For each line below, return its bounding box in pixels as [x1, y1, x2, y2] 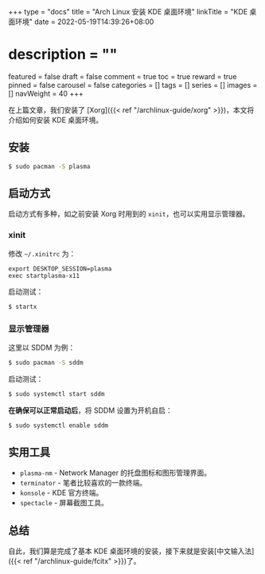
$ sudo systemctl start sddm [8, 390, 105, 398]
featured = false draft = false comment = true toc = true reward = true [8, 71, 237, 81]
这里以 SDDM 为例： [8, 342, 76, 352]
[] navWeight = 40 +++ [8, 89, 84, 98]
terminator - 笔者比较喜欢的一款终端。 [19, 478, 147, 488]
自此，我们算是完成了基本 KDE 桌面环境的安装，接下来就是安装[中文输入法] [8, 546, 255, 556]
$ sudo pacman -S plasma [8, 162, 91, 170]
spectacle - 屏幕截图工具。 [19, 498, 109, 508]
